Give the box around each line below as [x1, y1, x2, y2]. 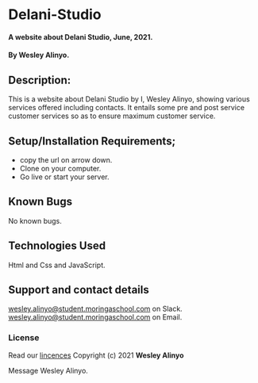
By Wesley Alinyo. [8, 50, 70, 60]
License [8, 332, 40, 343]
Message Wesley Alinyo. [8, 366, 89, 375]
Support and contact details [8, 283, 149, 297]
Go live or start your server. [19, 172, 110, 182]
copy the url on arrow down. [19, 155, 113, 164]
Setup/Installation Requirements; [8, 134, 176, 147]
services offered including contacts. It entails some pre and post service [8, 103, 245, 113]
